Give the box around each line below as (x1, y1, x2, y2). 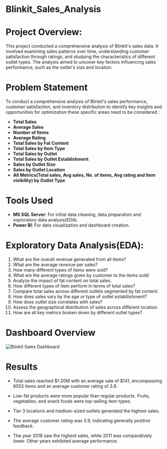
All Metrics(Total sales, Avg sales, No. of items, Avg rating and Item (12, 172, 155, 178)
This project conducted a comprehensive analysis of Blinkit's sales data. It (5, 43, 159, 49)
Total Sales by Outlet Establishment (12, 156, 89, 162)
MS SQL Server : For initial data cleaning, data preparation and (12, 211, 141, 217)
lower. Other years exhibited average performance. (12, 437, 118, 444)
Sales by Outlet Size (12, 161, 55, 167)
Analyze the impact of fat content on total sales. (12, 277, 112, 284)
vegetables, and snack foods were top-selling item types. (12, 398, 131, 404)
